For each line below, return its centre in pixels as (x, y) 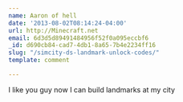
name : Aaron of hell (43, 16)
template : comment (39, 61)
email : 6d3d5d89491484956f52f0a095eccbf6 (79, 38)
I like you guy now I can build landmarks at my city (91, 89)
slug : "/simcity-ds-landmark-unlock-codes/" (84, 53)
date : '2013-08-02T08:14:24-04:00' (68, 23)
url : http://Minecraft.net (53, 30)
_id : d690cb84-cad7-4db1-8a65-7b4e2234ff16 (82, 45)
